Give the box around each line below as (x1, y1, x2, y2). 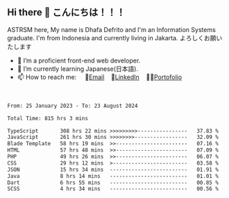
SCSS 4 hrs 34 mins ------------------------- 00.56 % (7, 185, 219, 192)
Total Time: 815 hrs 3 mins (7, 115, 89, 122)
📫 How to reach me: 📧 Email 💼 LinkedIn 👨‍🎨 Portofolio (17, 72, 183, 81)
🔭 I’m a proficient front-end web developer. (17, 56, 141, 65)
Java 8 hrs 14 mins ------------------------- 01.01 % (7, 172, 219, 179)
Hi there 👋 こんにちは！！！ (7, 6, 126, 19)
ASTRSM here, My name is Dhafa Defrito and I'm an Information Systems (7, 25, 217, 33)
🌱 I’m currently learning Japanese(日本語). (17, 65, 139, 73)
